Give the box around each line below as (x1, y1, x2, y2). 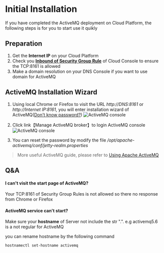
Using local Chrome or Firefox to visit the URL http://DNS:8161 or (12, 101, 144, 107)
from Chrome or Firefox (5, 197, 53, 202)
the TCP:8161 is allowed (12, 63, 61, 69)
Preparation (5, 40, 42, 48)
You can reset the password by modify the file (12, 137, 106, 143)
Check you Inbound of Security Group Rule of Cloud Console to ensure (12, 58, 159, 64)
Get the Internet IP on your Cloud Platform (12, 52, 99, 58)
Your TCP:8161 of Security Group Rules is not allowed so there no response (5, 191, 158, 197)
